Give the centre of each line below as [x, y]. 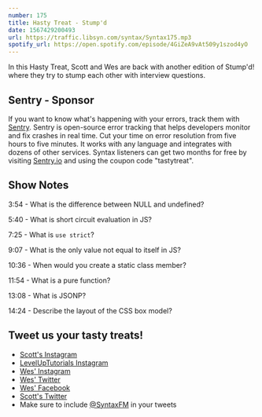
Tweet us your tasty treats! [76, 336]
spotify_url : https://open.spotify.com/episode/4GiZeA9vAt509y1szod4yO [128, 45]
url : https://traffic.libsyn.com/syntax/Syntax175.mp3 [100, 37]
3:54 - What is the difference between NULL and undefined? [106, 204]
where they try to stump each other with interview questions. [107, 75]
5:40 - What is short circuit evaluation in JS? [80, 219]
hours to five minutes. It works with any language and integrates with [120, 144]
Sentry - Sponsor [51, 100]
